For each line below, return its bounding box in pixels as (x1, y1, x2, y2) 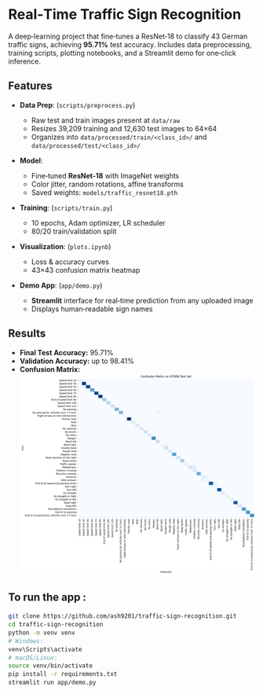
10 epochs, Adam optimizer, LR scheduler (31, 218, 166, 227)
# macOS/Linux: (8, 654, 58, 662)
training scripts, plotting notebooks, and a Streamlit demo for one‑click (8, 48, 237, 57)
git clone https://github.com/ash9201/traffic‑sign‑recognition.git (8, 612, 237, 620)
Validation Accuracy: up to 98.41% (19, 356, 135, 365)
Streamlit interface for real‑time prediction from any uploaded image (31, 296, 254, 305)
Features (8, 79, 53, 93)
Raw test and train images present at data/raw (31, 116, 181, 125)
